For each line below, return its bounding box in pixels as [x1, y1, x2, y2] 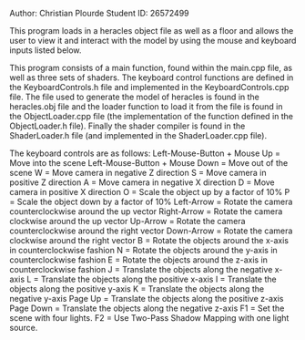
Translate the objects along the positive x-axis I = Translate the [40, 273, 277, 284]
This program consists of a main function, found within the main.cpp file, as [9, 63, 293, 73]
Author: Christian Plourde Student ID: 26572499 [9, 8, 189, 18]
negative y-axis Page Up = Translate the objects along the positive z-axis [9, 294, 284, 304]
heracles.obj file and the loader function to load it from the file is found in [9, 101, 283, 112]
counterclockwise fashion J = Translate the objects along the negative [9, 264, 273, 274]
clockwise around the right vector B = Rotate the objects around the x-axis [9, 235, 290, 245]
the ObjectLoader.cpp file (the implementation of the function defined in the [9, 111, 294, 121]
